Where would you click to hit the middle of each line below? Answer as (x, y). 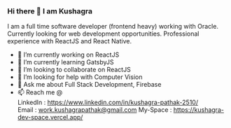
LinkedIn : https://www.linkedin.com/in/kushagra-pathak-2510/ (107, 102)
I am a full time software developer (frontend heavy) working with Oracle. (113, 27)
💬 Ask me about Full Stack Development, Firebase (89, 85)
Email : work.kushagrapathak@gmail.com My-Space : (94, 110)
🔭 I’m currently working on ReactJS (68, 55)
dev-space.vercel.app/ (50, 118)
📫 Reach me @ (40, 92)
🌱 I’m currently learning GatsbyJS (65, 62)
